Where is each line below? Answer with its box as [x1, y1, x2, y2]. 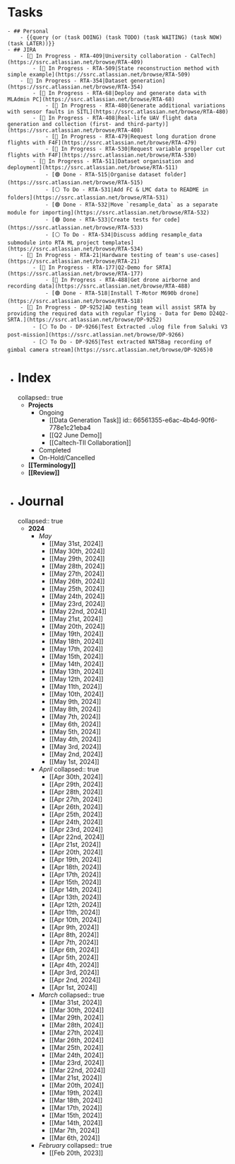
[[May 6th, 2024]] [49, 719, 101, 728]
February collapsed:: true [38, 1141, 113, 1149]
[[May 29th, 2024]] [49, 554, 105, 563]
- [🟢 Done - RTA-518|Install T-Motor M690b [44, 290, 178, 297]
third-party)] [127, 120, 169, 127]
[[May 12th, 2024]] [49, 674, 104, 683]
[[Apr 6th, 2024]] [49, 945, 100, 954]
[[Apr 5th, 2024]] [49, 953, 99, 962]
